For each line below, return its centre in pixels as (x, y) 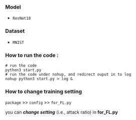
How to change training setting (44, 91)
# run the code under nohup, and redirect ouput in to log (68, 74)
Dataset (15, 31)
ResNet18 (22, 19)
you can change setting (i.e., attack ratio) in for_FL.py (61, 112)
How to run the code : (32, 55)
